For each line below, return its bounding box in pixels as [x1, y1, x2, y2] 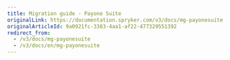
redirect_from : [7, 29, 51, 37]
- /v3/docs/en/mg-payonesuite [13, 42, 100, 49]
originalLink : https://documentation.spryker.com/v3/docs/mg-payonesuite [7, 17, 224, 23]
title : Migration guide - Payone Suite [7, 10, 122, 17]
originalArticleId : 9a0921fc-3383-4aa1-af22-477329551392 [7, 23, 177, 30]
